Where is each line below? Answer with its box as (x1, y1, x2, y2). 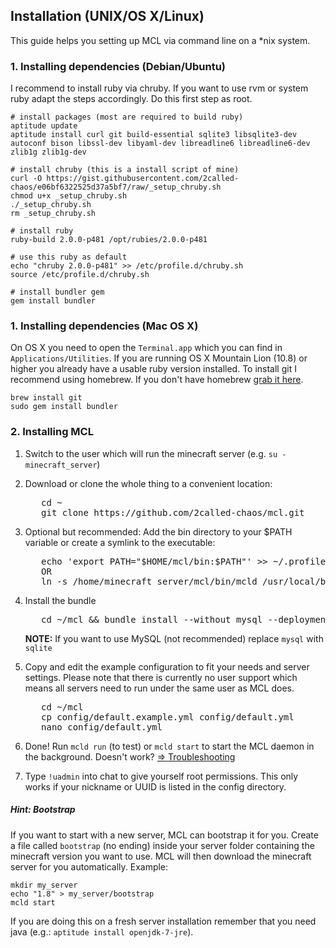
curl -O (10, 174, 43, 184)
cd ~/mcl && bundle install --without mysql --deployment (41, 614, 332, 625)
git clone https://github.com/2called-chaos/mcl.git (41, 507, 305, 518)
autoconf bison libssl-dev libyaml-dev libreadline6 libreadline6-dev (10, 139, 311, 149)
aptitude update (10, 121, 78, 131)
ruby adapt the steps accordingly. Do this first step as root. (10, 93, 253, 105)
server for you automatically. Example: (10, 860, 169, 873)
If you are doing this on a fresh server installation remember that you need (10, 915, 317, 927)
